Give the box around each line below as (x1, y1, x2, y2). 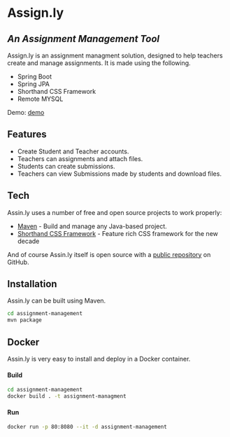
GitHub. (7, 258, 29, 266)
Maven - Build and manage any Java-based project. (17, 222, 168, 230)
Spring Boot (17, 72, 52, 81)
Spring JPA (17, 80, 50, 88)
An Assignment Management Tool (7, 33, 159, 45)
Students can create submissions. (17, 162, 115, 170)
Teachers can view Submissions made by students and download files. (17, 169, 222, 178)
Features (7, 128, 47, 141)
